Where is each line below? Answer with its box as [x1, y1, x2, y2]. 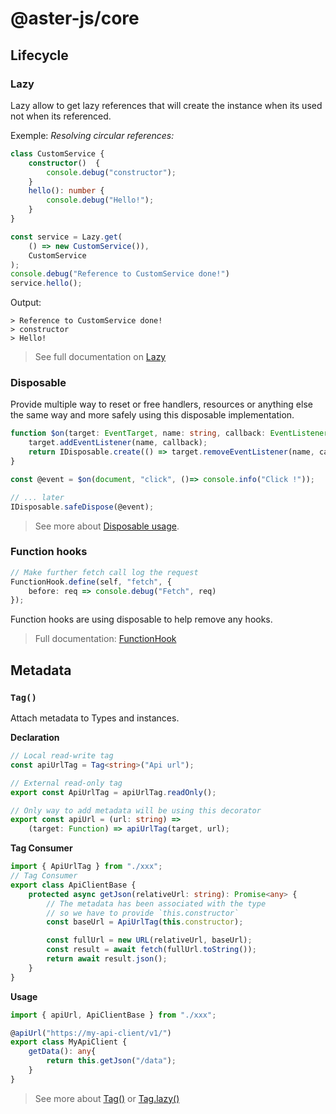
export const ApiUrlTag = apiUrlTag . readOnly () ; [10, 787, 217, 797]
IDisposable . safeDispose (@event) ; [10, 502, 155, 512]
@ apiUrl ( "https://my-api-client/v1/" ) [10, 1028, 172, 1038]
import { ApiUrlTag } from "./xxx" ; [10, 862, 163, 872]
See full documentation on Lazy [34, 351, 167, 363]
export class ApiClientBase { [10, 880, 137, 890]
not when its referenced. [10, 110, 112, 122]
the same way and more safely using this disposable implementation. [10, 409, 295, 421]
